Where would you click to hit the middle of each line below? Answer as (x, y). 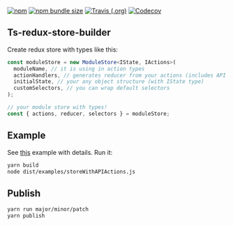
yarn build (23, 165)
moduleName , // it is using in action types (79, 69)
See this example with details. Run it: (60, 152)
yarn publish (26, 216)
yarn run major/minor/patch (48, 209)
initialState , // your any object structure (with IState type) (109, 82)
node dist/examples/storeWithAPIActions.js (72, 172)
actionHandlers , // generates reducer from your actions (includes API (120, 75)
